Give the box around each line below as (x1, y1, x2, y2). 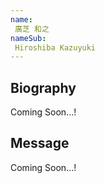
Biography (10, 79, 77, 96)
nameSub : (10, 33, 47, 43)
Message (10, 135, 70, 152)
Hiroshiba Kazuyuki (14, 42, 97, 53)
